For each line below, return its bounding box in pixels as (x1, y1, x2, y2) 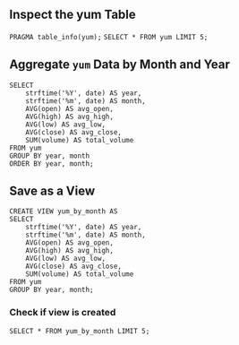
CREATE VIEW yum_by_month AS (9, 207, 118, 216)
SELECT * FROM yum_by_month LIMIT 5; (9, 326, 150, 335)
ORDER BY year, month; (9, 159, 94, 168)
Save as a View (9, 184, 96, 199)
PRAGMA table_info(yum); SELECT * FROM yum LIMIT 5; (9, 32, 209, 41)
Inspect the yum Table (9, 7, 136, 22)
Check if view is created (9, 306, 116, 319)
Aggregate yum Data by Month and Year (9, 57, 231, 73)
